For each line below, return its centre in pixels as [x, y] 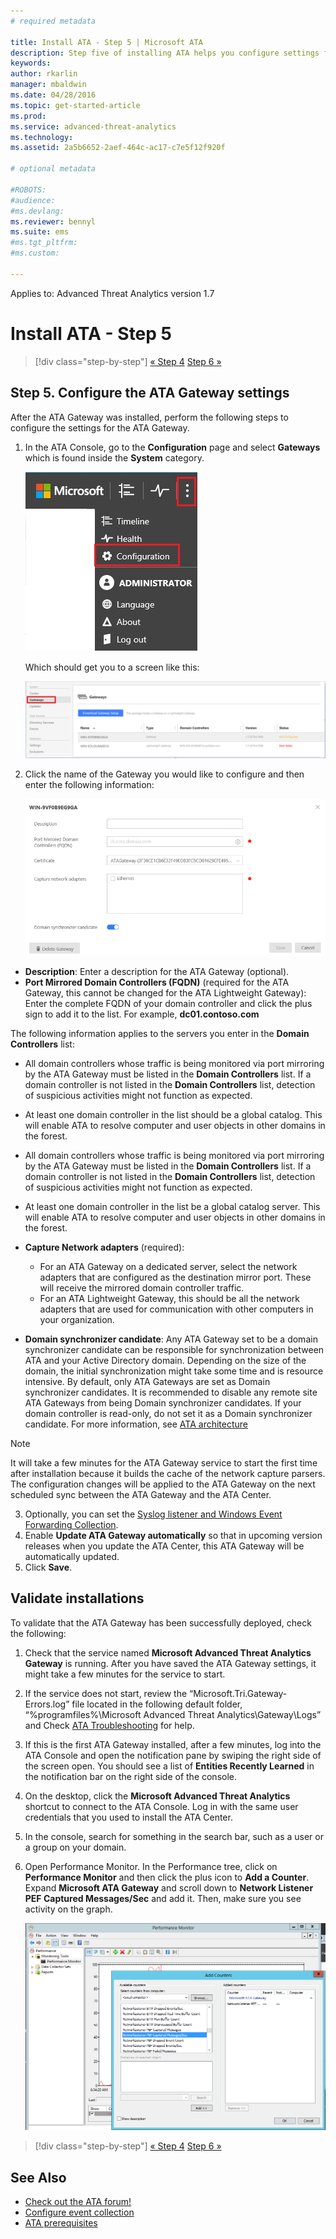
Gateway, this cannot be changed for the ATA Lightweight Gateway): [165, 993]
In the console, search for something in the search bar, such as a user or [174, 1836]
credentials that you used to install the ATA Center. [128, 1817]
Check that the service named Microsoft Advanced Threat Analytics [168, 1652]
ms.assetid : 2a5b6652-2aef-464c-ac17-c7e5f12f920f [118, 148]
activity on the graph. [68, 1909]
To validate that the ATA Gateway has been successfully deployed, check [161, 1622]
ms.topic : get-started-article [75, 105]
